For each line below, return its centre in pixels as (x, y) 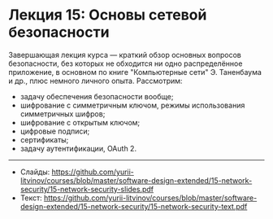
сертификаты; (44, 139)
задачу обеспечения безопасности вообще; (97, 96)
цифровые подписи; (55, 131)
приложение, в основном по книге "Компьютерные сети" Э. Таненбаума (135, 72)
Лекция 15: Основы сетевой (108, 15)
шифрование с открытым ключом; (80, 122)
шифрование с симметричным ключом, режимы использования (132, 105)
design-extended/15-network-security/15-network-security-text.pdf (134, 206)
